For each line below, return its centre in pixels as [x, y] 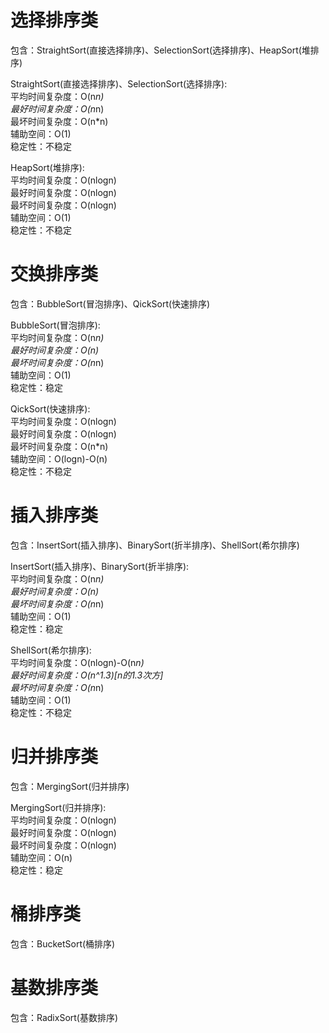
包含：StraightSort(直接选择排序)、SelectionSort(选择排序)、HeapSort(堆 [160, 50]
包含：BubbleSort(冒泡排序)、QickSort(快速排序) [110, 303]
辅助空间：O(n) [41, 857]
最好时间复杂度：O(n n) [57, 108]
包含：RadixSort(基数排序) [64, 1017]
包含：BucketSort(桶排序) [63, 943]
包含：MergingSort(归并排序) [70, 786]
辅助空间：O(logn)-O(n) [59, 458]
